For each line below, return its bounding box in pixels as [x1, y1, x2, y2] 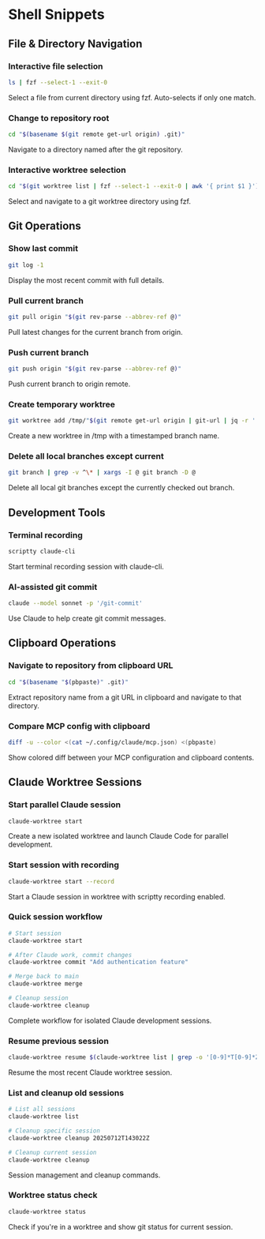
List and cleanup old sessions [8, 1087, 125, 1098]
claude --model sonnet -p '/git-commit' [8, 599, 144, 607]
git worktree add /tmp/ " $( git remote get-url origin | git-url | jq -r [8, 417, 248, 425]
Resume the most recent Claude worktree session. [8, 1068, 173, 1077]
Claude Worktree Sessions [8, 775, 142, 789]
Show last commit [8, 243, 79, 254]
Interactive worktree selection [8, 164, 126, 175]
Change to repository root [8, 112, 110, 123]
